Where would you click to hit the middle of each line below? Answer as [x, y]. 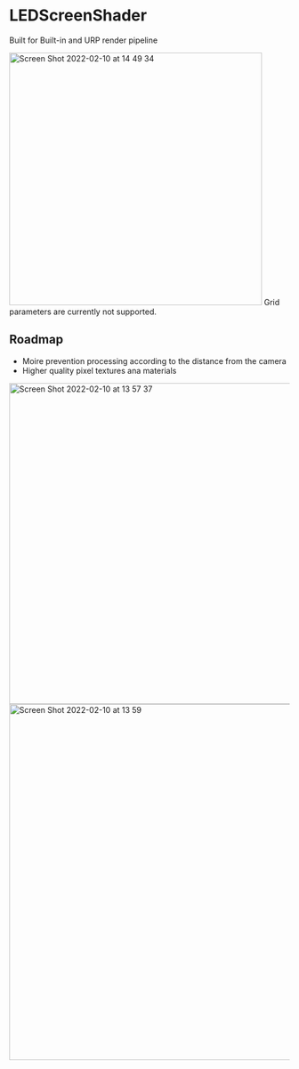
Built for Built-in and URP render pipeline [84, 40]
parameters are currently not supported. [83, 312]
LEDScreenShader [78, 16]
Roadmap [36, 340]
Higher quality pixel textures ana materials [99, 370]
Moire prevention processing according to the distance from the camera [154, 360]
